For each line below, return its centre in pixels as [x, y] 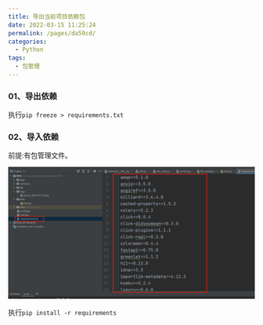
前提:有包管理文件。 [40, 155]
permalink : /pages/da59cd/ [52, 33]
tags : [17, 58]
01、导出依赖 [32, 96]
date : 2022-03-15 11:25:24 [52, 25]
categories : [27, 42]
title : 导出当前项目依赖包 [47, 16]
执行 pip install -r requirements [63, 312]
